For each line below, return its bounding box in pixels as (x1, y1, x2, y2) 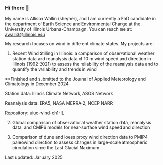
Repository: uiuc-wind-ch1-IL (5, 110, 64, 116)
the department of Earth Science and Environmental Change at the (5, 21, 141, 27)
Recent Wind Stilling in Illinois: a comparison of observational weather (12, 50, 155, 56)
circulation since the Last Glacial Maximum (12, 145, 100, 151)
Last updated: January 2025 (5, 154, 63, 160)
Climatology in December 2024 (5, 81, 69, 87)
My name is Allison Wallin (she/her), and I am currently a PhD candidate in (5, 16, 156, 22)
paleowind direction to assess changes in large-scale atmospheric (12, 139, 148, 145)
